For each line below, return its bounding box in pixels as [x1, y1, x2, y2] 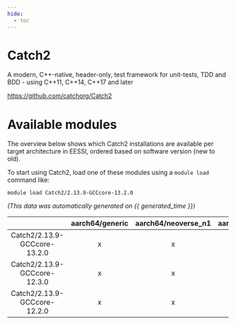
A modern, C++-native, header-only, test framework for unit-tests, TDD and [7, 70, 226, 79]
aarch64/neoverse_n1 [135, 219, 211, 228]
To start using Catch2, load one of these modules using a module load [7, 168, 209, 177]
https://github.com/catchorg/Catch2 [7, 92, 112, 100]
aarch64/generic [70, 219, 129, 228]
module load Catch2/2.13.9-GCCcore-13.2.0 [7, 190, 133, 197]
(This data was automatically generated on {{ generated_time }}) [7, 202, 195, 210]
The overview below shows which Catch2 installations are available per [7, 140, 214, 148]
